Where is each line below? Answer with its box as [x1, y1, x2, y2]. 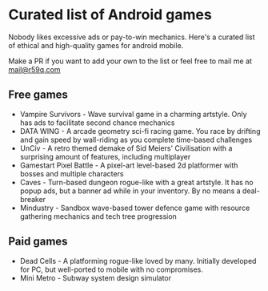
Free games [8, 88, 68, 102]
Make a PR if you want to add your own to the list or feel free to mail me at [8, 56, 252, 66]
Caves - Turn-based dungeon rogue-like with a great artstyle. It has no [19, 177, 254, 187]
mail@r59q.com [8, 64, 61, 74]
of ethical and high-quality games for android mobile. [8, 40, 184, 50]
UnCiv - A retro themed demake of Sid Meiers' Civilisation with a [19, 143, 233, 153]
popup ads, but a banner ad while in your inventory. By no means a [19, 186, 242, 196]
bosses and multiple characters [19, 168, 124, 178]
